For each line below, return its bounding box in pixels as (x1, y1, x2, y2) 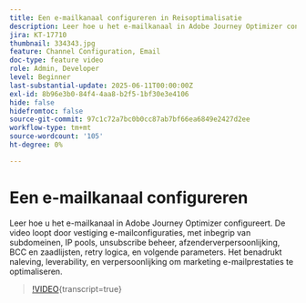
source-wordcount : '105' (9, 132, 104, 141)
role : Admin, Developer (9, 65, 100, 74)
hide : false (9, 97, 55, 107)
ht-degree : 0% (9, 140, 64, 149)
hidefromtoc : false (9, 106, 84, 116)
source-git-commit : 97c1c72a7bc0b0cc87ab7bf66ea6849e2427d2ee (9, 115, 250, 124)
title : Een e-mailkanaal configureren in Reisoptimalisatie (9, 13, 243, 23)
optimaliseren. (9, 266, 63, 277)
